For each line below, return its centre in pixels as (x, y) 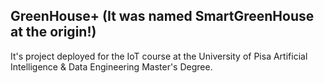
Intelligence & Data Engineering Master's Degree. (111, 66)
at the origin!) (53, 32)
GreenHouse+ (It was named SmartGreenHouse (162, 16)
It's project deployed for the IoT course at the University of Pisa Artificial (159, 56)
